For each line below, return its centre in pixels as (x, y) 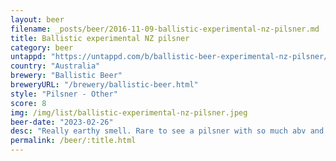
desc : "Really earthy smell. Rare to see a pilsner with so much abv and (167, 131)
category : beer (42, 47)
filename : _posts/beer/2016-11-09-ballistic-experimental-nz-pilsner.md (165, 29)
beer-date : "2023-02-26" (62, 122)
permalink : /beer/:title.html (73, 141)
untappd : (28, 57)
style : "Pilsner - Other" (64, 94)
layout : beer (37, 19)
